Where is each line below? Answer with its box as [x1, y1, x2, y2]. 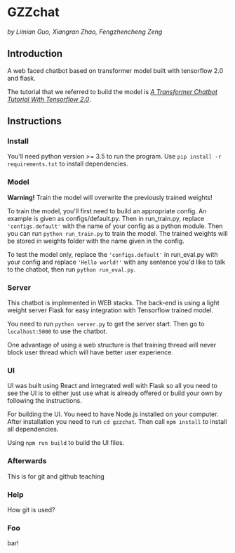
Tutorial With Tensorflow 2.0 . [7, 95, 91, 103]
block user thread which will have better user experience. [7, 348, 173, 357]
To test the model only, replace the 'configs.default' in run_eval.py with [7, 250, 219, 258]
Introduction [7, 48, 63, 60]
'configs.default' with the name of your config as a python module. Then [7, 222, 223, 230]
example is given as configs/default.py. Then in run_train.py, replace [7, 214, 205, 222]
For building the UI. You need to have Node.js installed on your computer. [7, 410, 219, 418]
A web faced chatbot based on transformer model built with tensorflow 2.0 [7, 66, 224, 74]
